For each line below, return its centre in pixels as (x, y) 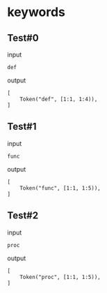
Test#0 (23, 38)
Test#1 (22, 127)
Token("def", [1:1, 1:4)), (59, 99)
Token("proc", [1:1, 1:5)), (60, 277)
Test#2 (23, 216)
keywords (36, 12)
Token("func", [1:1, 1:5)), (60, 188)
